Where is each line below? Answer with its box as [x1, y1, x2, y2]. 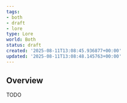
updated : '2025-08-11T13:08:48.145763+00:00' [6, 53, 122, 59]
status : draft [6, 43, 42, 49]
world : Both [6, 37, 36, 43]
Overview [6, 75, 44, 86]
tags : [6, 8, 20, 15]
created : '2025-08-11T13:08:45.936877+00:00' [6, 48, 122, 54]
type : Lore [6, 31, 34, 37]
